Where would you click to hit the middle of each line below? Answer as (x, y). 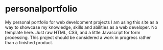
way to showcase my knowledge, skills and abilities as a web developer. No (81, 27)
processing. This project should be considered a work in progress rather (78, 37)
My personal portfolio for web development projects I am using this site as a (81, 22)
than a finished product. (29, 42)
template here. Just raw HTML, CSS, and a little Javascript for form (73, 32)
